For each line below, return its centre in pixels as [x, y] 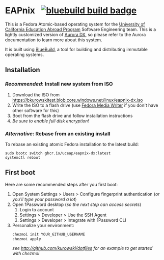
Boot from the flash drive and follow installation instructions [72, 116]
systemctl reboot [23, 157]
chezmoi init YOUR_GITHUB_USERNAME [49, 234]
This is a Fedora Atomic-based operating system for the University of [75, 24]
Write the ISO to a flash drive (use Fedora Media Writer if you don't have [85, 105]
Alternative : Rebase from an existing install [58, 134]
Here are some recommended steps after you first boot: [61, 184]
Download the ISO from [36, 95]
